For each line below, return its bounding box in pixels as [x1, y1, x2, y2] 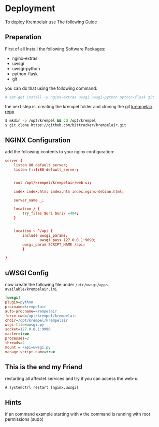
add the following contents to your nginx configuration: [5, 149, 115, 155]
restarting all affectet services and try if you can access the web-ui [5, 376, 139, 381]
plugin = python [5, 300, 34, 305]
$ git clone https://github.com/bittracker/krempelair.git [5, 122, 127, 128]
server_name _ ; [14, 197, 44, 203]
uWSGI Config [5, 269, 49, 277]
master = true [5, 331, 29, 336]
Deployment [5, 3, 56, 14]
